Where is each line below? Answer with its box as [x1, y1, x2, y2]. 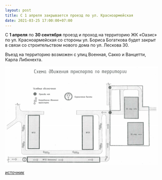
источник [5, 170, 25, 176]
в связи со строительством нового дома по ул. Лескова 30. [5, 42, 130, 48]
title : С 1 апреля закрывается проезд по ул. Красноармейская [5, 13, 133, 18]
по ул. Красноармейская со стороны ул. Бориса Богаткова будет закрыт [5, 37, 156, 43]
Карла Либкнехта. [5, 57, 43, 63]
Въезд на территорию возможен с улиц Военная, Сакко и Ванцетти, [5, 51, 146, 58]
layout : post [5, 8, 32, 13]
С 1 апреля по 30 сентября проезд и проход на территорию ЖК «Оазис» [5, 32, 157, 38]
